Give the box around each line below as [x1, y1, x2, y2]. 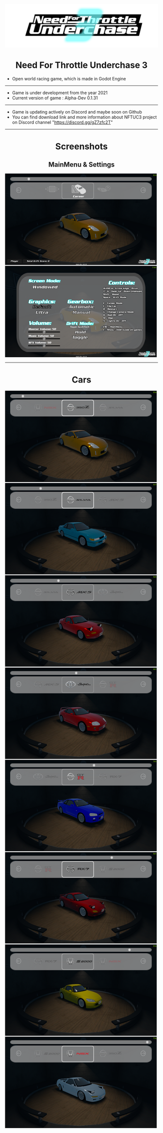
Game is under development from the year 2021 [12, 90, 108, 96]
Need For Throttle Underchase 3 [15, 60, 148, 71]
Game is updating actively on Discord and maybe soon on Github [12, 109, 142, 115]
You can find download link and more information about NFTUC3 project [12, 114, 157, 120]
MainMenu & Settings [48, 160, 115, 169]
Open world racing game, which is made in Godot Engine [12, 76, 126, 82]
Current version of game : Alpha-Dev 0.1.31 [12, 95, 98, 101]
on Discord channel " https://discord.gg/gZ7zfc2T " [12, 119, 113, 125]
